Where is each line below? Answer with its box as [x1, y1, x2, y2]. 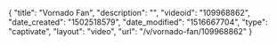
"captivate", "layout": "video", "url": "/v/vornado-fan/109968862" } [8, 26, 253, 36]
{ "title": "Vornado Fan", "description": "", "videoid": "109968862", [8, 8, 250, 18]
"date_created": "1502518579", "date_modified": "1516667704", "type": [8, 17, 268, 27]
